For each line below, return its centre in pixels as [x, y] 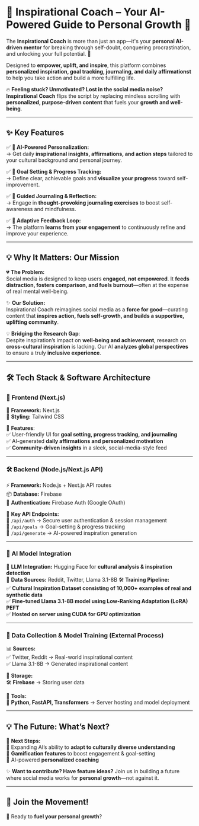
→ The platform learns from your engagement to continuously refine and [96, 227]
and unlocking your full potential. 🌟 [49, 53]
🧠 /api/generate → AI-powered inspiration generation [72, 532]
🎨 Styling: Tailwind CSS [35, 417]
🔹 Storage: [20, 676]
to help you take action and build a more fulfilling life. [71, 78]
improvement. [23, 184]
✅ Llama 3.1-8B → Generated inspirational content [67, 664]
